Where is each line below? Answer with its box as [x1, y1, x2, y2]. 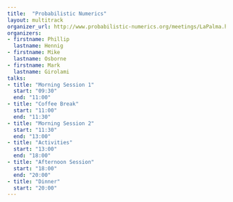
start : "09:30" [13, 87, 58, 94]
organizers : [7, 29, 42, 37]
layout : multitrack [7, 17, 64, 24]
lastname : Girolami [13, 68, 70, 75]
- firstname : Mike [7, 49, 60, 56]
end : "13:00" [13, 133, 51, 140]
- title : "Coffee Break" [7, 101, 79, 108]
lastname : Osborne [13, 56, 67, 62]
